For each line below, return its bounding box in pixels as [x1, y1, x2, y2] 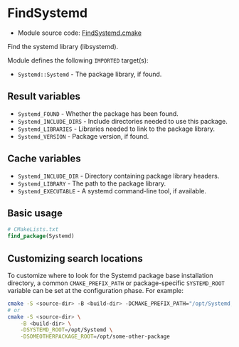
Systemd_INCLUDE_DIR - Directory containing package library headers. [17, 171, 220, 180]
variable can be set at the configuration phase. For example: [7, 286, 184, 294]
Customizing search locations [7, 252, 144, 265]
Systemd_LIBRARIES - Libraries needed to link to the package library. [17, 124, 216, 133]
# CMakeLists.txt [7, 226, 59, 233]
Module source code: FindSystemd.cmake [17, 28, 142, 37]
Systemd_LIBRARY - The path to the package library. [17, 179, 166, 188]
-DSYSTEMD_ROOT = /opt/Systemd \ [20, 326, 113, 333]
